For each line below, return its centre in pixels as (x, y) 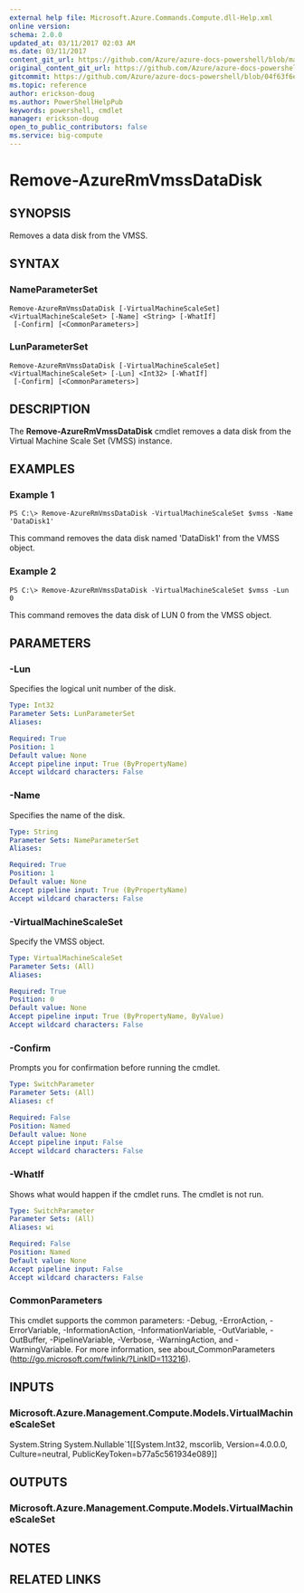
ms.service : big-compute (56, 136)
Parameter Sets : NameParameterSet (75, 840)
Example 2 (33, 571)
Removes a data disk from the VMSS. (79, 235)
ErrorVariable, (35, 1330)
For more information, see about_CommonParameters (176, 1349)
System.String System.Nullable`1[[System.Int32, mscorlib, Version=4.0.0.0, (148, 1444)
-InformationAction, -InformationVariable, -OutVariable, (166, 1330)
